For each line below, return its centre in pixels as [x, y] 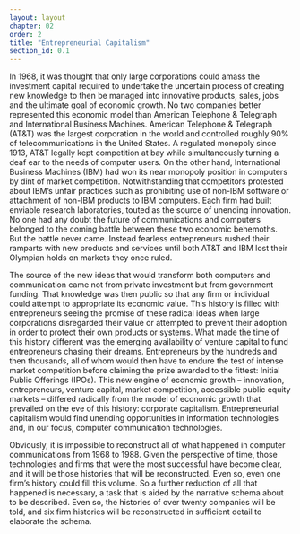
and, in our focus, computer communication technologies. [116, 428]
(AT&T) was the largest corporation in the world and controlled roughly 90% [149, 134]
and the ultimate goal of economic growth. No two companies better [135, 105]
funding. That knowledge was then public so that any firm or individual [140, 294]
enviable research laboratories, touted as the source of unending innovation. [150, 210]
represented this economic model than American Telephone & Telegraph [143, 115]
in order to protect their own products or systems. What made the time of [144, 332]
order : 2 [26, 34]
